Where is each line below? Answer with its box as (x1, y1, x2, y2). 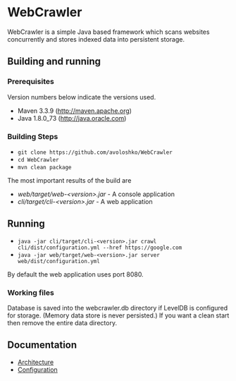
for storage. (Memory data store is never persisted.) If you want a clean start (7, 311, 230, 320)
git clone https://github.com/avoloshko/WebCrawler (17, 149, 173, 156)
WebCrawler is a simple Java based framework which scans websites (7, 28, 210, 36)
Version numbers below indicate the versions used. (7, 92, 156, 101)
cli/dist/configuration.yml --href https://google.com (17, 244, 182, 251)
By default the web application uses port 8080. (7, 270, 144, 279)
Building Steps (7, 131, 58, 141)
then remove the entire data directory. (7, 319, 118, 327)
